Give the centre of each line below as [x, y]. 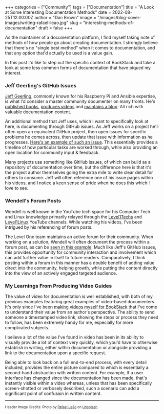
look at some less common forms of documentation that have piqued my [78, 68]
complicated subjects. [27, 327]
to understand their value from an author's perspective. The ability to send [80, 312]
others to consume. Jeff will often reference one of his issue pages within [79, 178]
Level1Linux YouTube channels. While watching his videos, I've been [74, 222]
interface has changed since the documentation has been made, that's [76, 378]
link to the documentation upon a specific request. [56, 353]
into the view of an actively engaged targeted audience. [61, 273]
